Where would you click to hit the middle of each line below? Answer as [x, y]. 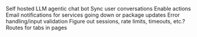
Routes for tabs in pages [37, 27]
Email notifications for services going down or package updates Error [93, 15]
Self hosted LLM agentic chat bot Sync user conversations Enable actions [99, 9]
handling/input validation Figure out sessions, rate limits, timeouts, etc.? [95, 21]
